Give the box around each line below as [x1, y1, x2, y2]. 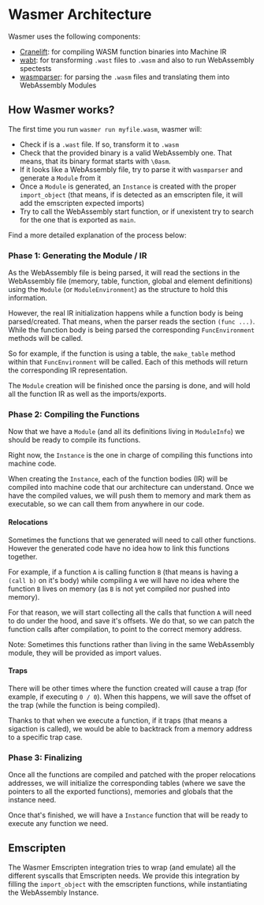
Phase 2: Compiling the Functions [8, 409, 140, 420]
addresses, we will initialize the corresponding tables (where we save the [8, 779, 246, 788]
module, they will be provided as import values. [8, 648, 162, 657]
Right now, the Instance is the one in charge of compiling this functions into [8, 451, 254, 460]
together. [8, 552, 38, 561]
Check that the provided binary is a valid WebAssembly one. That [19, 148, 232, 157]
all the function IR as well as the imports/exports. [8, 389, 167, 399]
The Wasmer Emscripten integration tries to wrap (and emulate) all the [8, 862, 236, 872]
